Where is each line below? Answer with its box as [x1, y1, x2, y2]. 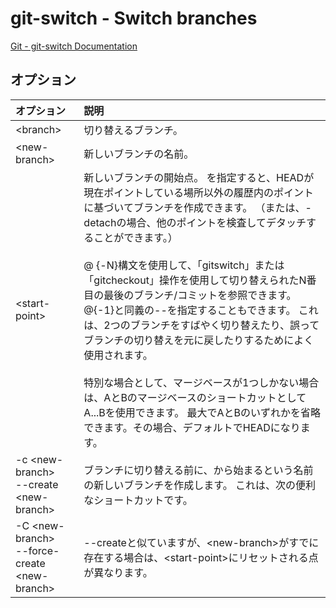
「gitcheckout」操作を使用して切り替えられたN [83, 273, 307, 287]
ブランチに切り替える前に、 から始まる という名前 [83, 463, 314, 477]
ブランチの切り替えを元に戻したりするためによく [83, 333, 315, 347]
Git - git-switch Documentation [10, 40, 138, 52]
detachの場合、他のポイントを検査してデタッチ [83, 215, 307, 229]
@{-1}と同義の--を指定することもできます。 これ [83, 303, 319, 317]
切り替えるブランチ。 [83, 123, 184, 137]
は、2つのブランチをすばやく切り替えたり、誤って [83, 318, 320, 332]
